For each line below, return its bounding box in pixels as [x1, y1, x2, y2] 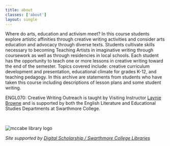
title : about [5, 7, 33, 13]
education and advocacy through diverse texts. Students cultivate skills [5, 42, 155, 48]
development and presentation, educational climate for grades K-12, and [5, 69, 157, 75]
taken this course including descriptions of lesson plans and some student [5, 79, 161, 85]
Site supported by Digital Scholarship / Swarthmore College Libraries [5, 135, 150, 141]
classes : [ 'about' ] [5, 12, 47, 17]
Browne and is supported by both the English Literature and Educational [5, 100, 156, 106]
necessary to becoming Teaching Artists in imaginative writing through [5, 47, 154, 53]
